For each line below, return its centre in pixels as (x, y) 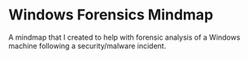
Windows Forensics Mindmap (111, 15)
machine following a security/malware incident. (87, 45)
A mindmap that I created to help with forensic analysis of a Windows (124, 37)
